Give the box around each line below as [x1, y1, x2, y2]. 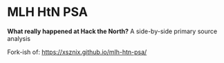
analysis [7, 34, 31, 42]
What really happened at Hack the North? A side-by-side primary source [7, 27, 218, 35]
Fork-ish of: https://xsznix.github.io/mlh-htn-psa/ [7, 48, 147, 56]
